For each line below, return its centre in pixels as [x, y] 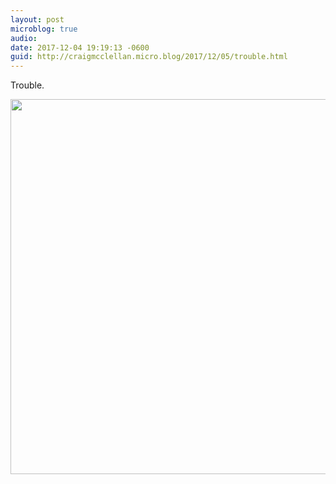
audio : [24, 38]
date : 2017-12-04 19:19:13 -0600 [80, 47]
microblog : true [44, 29]
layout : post [37, 19]
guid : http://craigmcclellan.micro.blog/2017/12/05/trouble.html [149, 57]
